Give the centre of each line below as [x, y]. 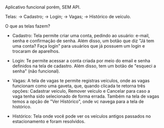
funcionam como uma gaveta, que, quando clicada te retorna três [79, 86]
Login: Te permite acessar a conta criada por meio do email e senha [81, 61]
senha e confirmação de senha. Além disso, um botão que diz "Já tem [83, 41]
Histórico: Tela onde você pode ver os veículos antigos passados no [82, 116]
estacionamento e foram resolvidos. [49, 121]
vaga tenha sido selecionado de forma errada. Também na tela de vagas [86, 96]
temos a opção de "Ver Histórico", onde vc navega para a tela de [78, 102]
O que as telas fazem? [28, 26]
